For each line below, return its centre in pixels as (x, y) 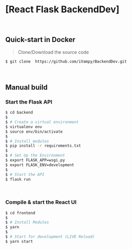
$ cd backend (19, 113)
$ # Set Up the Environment (35, 155)
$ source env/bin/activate (34, 132)
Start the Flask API (29, 102)
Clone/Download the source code (53, 52)
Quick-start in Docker (40, 40)
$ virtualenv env (24, 127)
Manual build (26, 87)
